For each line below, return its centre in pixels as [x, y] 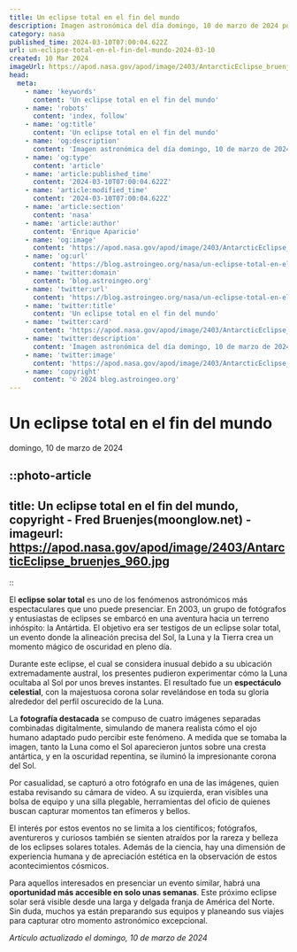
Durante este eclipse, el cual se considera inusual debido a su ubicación [141, 664]
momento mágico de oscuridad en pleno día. [91, 646]
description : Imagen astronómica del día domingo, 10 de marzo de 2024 [144, 26]
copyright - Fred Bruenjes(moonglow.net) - [130, 519]
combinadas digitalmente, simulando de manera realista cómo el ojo [133, 728]
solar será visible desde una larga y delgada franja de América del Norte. [142, 902]
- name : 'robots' [57, 108]
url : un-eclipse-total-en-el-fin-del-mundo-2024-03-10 [112, 50]
